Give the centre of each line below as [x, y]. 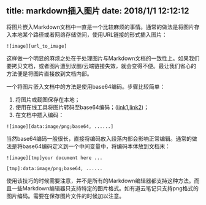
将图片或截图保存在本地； [48, 99]
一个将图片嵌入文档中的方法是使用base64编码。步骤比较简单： [86, 86]
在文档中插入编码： [40, 114]
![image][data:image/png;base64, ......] [60, 126]
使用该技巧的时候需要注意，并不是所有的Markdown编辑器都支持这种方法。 [100, 181]
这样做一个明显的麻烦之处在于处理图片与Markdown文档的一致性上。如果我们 [103, 58]
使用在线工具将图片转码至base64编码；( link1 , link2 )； [82, 107]
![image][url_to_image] [37, 46]
